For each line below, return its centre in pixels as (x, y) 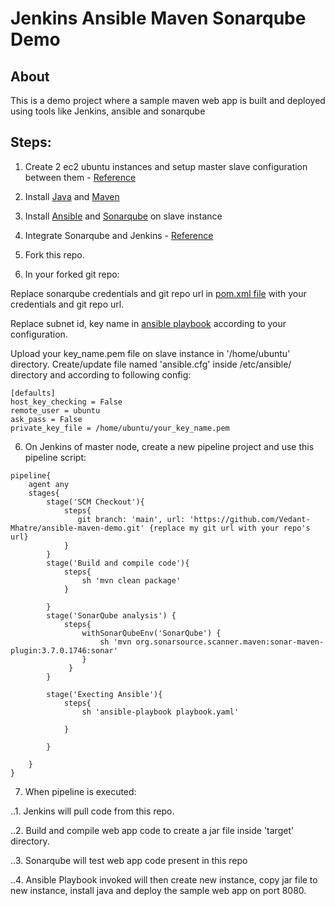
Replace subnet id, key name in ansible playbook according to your (148, 323)
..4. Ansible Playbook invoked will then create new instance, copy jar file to (164, 879)
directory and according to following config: (101, 374)
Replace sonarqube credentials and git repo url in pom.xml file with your (158, 293)
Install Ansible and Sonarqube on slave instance (123, 216)
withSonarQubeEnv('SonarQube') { (151, 633)
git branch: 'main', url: (131, 519)
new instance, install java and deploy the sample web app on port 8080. (158, 890)
